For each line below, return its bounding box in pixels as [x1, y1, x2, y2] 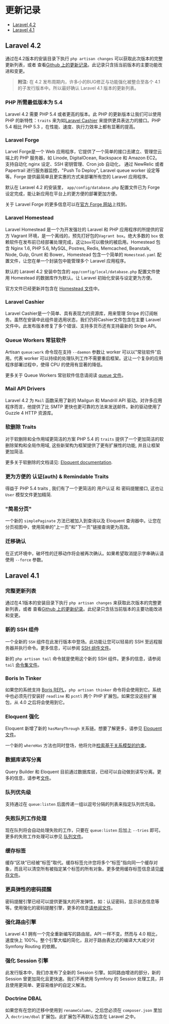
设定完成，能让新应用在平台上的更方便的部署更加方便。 [5, 191, 120, 197]
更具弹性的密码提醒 [5, 886, 52, 893]
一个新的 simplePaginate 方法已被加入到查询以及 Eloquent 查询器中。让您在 [5, 518, 162, 524]
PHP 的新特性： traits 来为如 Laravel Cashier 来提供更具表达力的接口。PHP [5, 118, 161, 124]
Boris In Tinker [5, 675, 42, 682]
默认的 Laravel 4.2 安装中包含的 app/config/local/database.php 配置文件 [5, 268, 156, 274]
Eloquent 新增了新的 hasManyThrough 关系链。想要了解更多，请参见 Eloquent [5, 725, 162, 731]
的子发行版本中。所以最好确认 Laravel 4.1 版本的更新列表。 [17, 85, 139, 91]
